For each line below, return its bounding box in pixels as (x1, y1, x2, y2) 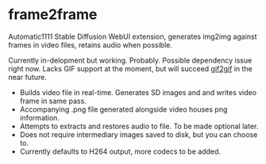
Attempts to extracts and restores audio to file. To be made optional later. (19, 121, 259, 131)
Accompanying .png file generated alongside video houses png (19, 105, 228, 114)
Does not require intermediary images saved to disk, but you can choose (19, 129, 258, 139)
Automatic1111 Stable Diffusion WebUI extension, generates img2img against (8, 32, 257, 41)
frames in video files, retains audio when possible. (8, 40, 173, 49)
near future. (8, 72, 48, 82)
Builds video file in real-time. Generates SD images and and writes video (19, 87, 256, 97)
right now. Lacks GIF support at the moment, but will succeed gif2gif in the (8, 63, 253, 73)
